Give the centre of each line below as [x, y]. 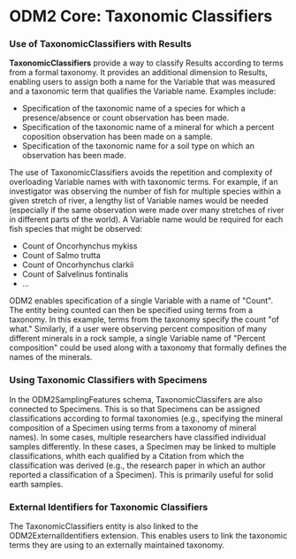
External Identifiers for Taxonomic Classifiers [109, 507]
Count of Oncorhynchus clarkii [78, 265]
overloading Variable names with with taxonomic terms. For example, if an [144, 182]
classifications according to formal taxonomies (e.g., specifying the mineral [146, 418]
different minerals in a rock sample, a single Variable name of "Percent [137, 339]
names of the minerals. [51, 357]
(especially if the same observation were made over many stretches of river [147, 211]
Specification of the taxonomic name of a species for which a [133, 109]
